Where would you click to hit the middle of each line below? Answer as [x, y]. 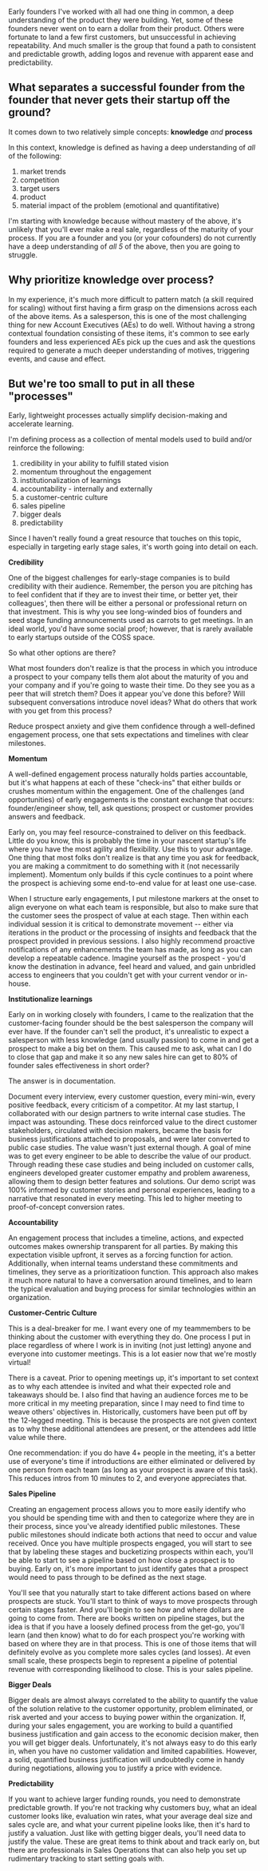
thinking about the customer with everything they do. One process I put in [130, 1337]
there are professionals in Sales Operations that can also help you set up [128, 1850]
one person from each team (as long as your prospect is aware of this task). [133, 1470]
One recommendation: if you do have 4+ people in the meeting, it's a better [132, 1453]
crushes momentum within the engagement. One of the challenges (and [126, 792]
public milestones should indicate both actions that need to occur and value [133, 1535]
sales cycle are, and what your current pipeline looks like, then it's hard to [129, 1825]
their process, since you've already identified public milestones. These [124, 1526]
